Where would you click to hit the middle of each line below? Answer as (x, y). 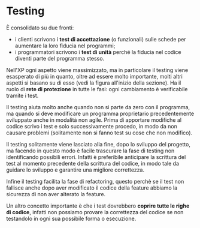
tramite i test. (22, 95)
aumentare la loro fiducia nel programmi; (65, 46)
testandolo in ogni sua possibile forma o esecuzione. (71, 218)
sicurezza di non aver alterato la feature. (56, 194)
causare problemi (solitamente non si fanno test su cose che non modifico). (99, 133)
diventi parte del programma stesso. (60, 58)
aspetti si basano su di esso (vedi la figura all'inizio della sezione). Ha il (94, 83)
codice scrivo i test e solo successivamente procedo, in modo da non (92, 126)
